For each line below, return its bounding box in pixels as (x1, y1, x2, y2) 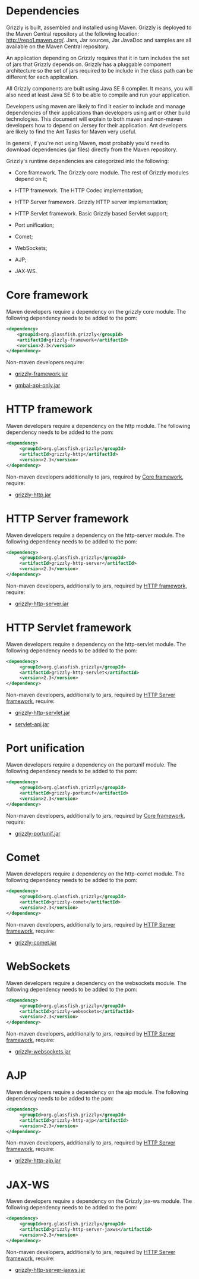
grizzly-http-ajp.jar (14, 1157, 61, 1164)
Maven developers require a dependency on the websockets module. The (6, 979, 187, 986)
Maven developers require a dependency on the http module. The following (6, 423, 191, 430)
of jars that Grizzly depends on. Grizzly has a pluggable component (6, 61, 172, 68)
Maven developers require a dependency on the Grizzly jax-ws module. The (6, 1197, 192, 1205)
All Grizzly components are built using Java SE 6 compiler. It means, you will (6, 85, 193, 92)
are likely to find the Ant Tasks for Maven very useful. (6, 128, 137, 135)
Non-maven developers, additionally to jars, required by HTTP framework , (6, 582, 188, 589)
